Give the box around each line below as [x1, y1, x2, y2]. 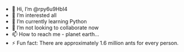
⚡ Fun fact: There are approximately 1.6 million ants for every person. [11, 40, 179, 46]
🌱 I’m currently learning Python [11, 18, 87, 25]
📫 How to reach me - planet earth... [11, 31, 100, 37]
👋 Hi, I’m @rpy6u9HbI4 [11, 6, 68, 12]
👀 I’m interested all [11, 12, 57, 19]
